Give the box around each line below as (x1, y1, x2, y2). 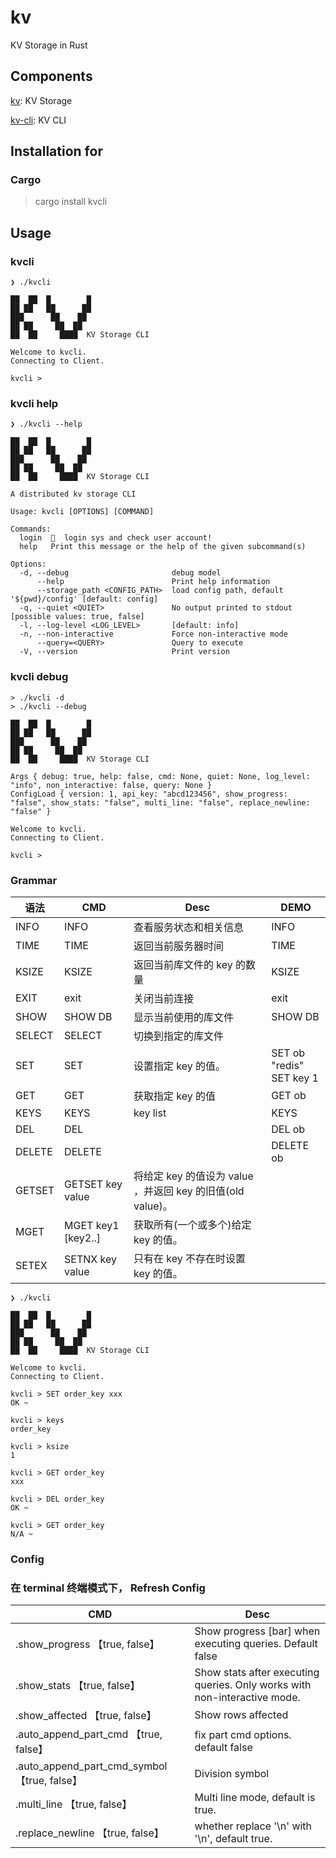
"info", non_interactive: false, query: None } (10, 780, 213, 790)
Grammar (10, 873, 58, 887)
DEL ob (271, 1122, 306, 1136)
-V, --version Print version (19, 647, 230, 657)
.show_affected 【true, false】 (15, 1709, 157, 1723)
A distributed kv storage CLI (10, 489, 137, 500)
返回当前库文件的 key (133, 958, 233, 972)
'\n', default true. (194, 1832, 273, 1846)
